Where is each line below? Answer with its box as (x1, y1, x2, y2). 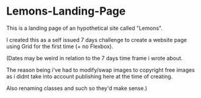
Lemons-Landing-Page (6, 4, 126, 18)
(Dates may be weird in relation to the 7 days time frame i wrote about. (6, 54, 183, 61)
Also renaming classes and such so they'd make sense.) (6, 84, 147, 92)
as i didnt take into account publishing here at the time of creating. (6, 72, 173, 80)
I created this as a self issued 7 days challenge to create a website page (6, 36, 187, 43)
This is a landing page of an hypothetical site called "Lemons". (6, 24, 163, 32)
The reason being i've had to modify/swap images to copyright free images (6, 66, 195, 74)
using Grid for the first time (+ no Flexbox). (6, 43, 114, 50)
